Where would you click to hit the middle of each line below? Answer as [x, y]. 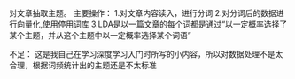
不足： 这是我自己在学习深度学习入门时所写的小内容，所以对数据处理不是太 [146, 54]
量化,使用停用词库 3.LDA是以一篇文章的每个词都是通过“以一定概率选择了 [156, 24]
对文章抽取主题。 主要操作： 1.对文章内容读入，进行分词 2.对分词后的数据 [143, 13]
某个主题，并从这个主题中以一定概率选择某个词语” [101, 35]
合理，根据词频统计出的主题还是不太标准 [83, 65]
